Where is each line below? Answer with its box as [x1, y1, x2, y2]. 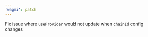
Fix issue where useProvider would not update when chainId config [5, 21, 144, 27]
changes [5, 26, 23, 32]
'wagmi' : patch [5, 7, 37, 12]
